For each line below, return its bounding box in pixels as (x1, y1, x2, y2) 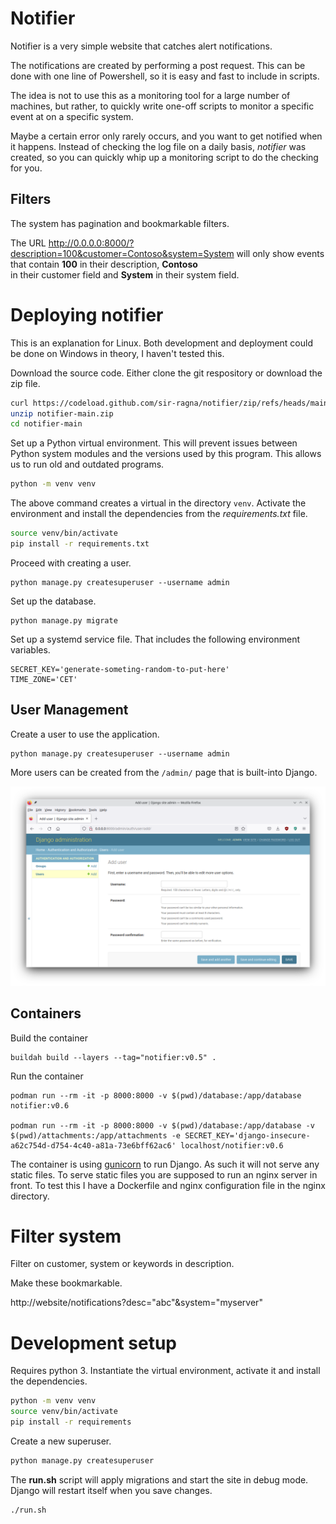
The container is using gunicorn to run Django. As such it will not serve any (10, 1158, 320, 1170)
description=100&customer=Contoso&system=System (10, 247, 235, 259)
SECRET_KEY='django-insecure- (184, 1130, 311, 1141)
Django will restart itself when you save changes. (10, 1484, 213, 1496)
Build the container (10, 1032, 88, 1044)
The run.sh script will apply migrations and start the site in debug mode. (10, 1473, 309, 1486)
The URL (10, 237, 47, 249)
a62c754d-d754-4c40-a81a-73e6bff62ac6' (10, 1140, 177, 1151)
